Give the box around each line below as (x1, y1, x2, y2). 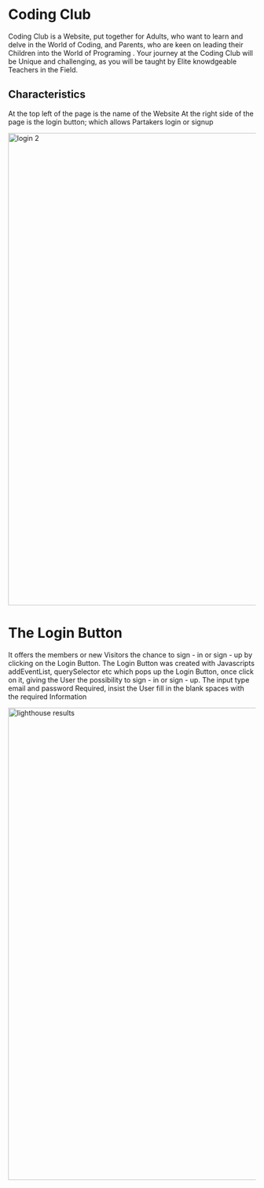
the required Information (8, 691, 87, 701)
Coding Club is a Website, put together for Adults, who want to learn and (8, 31, 244, 41)
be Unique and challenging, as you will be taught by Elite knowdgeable (8, 57, 237, 66)
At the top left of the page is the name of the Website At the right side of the (8, 109, 254, 118)
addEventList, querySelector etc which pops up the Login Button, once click (8, 667, 254, 676)
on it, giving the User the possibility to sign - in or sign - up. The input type (8, 675, 250, 684)
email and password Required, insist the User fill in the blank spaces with (8, 683, 245, 693)
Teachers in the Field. (8, 65, 79, 74)
